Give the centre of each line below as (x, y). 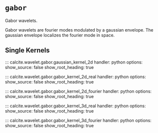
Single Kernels (27, 50)
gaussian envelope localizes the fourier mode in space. (60, 35)
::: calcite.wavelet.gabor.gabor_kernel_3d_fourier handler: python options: (78, 120)
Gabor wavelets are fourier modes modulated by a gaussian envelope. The (79, 30)
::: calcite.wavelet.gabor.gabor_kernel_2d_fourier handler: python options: (78, 91)
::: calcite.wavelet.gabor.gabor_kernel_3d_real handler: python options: (75, 106)
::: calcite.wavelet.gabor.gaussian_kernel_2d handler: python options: (74, 62)
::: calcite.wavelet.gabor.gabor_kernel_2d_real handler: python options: (76, 77)
